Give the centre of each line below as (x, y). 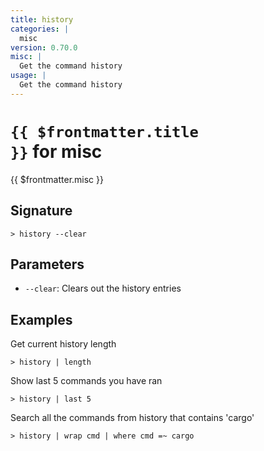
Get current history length (63, 344)
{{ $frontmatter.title (104, 131)
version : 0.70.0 (44, 47)
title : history (42, 19)
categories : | (40, 29)
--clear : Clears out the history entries (103, 288)
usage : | (28, 76)
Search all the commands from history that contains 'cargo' (132, 418)
